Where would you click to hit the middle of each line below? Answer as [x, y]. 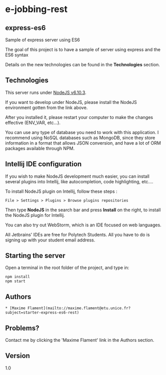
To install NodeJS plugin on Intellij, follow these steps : [61, 191]
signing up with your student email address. [50, 240]
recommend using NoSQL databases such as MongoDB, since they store [80, 138]
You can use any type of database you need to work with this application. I [82, 132]
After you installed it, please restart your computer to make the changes [79, 117]
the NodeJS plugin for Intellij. [35, 215]
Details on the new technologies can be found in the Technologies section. [82, 65]
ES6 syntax [17, 55]
